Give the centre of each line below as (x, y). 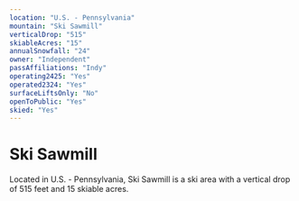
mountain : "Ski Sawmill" (56, 26)
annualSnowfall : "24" (50, 51)
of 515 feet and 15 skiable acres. (69, 189)
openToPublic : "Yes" (48, 101)
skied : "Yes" (34, 110)
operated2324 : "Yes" (48, 85)
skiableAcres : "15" (46, 43)
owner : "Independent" (50, 59)
